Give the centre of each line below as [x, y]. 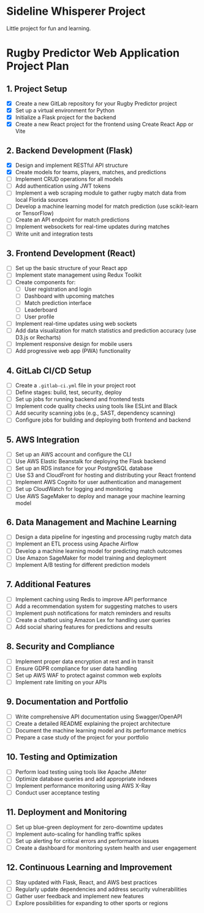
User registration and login [58, 289]
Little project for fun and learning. [49, 28]
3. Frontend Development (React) [71, 253]
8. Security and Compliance [61, 646]
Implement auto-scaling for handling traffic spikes [78, 834]
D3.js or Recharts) [38, 337]
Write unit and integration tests [54, 234]
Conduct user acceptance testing [57, 792]
